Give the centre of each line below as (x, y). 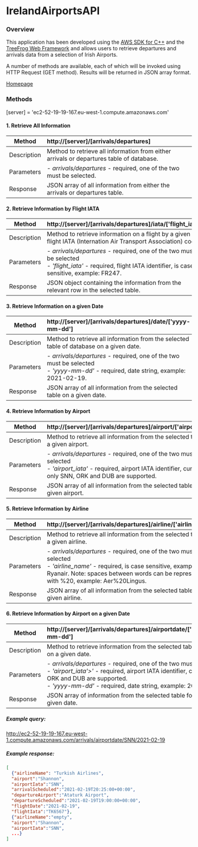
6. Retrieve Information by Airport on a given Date (68, 614)
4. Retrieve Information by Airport (48, 411)
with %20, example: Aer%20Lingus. (97, 580)
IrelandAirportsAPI (53, 11)
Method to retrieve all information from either (109, 151)
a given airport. (68, 444)
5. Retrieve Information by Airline (47, 509)
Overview (20, 30)
